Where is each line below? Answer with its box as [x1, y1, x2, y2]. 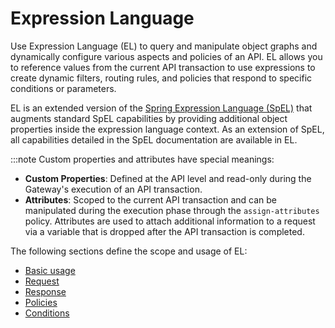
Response [24, 285, 67, 297]
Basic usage [24, 264, 76, 276]
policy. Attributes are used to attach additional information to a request [24, 215, 316, 227]
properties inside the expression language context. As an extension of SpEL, [10, 123, 325, 135]
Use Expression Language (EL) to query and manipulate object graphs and [10, 40, 318, 52]
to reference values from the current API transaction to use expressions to [10, 61, 316, 73]
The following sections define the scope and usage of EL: [10, 245, 248, 257]
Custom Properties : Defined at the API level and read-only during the [24, 172, 312, 184]
